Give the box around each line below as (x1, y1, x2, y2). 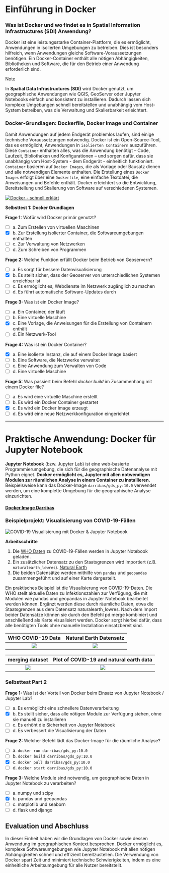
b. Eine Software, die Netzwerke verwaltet (12, 357, 100, 363)
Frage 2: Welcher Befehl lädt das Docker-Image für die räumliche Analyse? (5, 738, 161, 744)
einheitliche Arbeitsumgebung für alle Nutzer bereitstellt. (5, 862, 123, 868)
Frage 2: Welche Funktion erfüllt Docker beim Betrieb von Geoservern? (5, 256, 152, 263)
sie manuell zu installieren (12, 716, 66, 723)
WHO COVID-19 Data (8, 634, 61, 641)
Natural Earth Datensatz (65, 634, 125, 641)
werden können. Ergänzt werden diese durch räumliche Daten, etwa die (5, 601, 154, 607)
